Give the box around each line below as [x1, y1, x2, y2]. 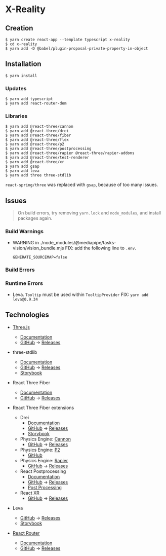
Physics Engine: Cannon [20, 436, 71, 442]
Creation [5, 24, 33, 32]
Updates [5, 85, 27, 92]
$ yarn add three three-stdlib [5, 173, 71, 178]
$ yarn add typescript [5, 96, 53, 102]
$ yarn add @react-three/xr [5, 160, 65, 165]
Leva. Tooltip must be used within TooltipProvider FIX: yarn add [12, 291, 149, 298]
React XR [20, 490, 39, 496]
